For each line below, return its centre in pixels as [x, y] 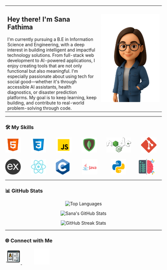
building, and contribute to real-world [46, 103]
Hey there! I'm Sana [39, 20]
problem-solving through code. [40, 108]
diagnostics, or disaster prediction [42, 92]
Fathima [20, 27]
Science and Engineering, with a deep [46, 44]
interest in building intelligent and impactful [51, 50]
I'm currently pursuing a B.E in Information [50, 39]
